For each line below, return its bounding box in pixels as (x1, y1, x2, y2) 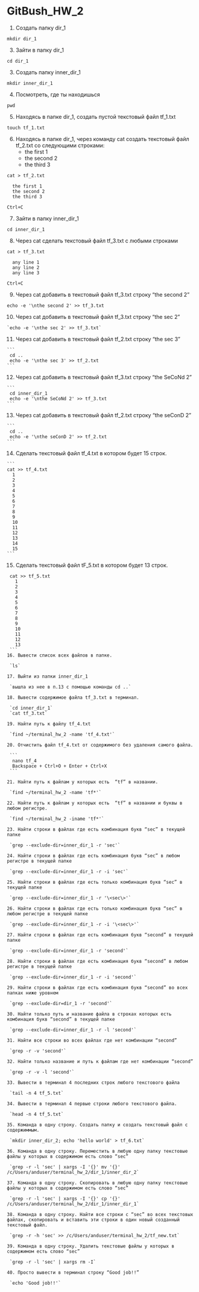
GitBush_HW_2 (7, 4, 84, 18)
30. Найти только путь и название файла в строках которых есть (7, 1011, 172, 1017)
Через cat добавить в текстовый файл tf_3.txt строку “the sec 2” (15, 313, 180, 320)
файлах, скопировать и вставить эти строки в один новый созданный (7, 1217, 180, 1223)
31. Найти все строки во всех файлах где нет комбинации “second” (7, 1037, 177, 1044)
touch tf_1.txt (7, 125, 45, 131)
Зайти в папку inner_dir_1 (15, 215, 79, 222)
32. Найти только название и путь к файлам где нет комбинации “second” (7, 1058, 194, 1065)
